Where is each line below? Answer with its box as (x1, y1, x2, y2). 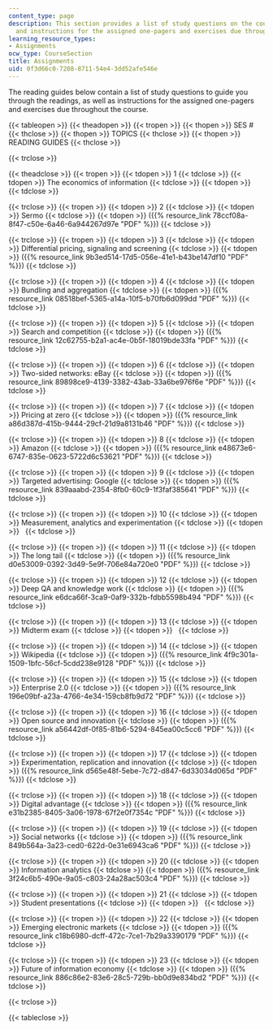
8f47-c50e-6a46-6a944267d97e (8, 219, 119, 228)
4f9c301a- (223, 649, 259, 659)
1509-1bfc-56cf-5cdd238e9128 (8, 658, 114, 668)
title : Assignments (8, 58, 75, 66)
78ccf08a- (212, 210, 249, 220)
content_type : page (8, 11, 75, 20)
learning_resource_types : (8, 34, 96, 43)
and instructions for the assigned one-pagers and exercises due (15, 27, 242, 35)
